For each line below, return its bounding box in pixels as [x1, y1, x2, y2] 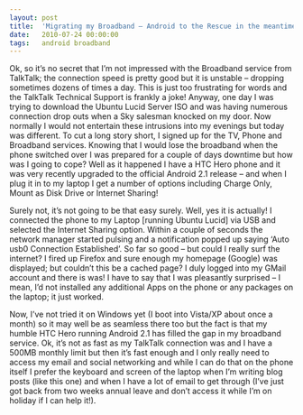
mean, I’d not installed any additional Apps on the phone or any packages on [9, 281, 294, 293]
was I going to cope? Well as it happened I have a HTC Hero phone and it [9, 159, 281, 170]
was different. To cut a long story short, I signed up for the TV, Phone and [9, 130, 282, 141]
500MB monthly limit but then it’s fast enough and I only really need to [9, 347, 270, 358]
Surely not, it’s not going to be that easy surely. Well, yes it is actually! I [9, 205, 272, 217]
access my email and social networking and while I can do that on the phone [9, 357, 294, 368]
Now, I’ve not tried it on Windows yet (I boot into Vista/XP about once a [9, 309, 273, 320]
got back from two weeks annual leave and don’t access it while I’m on [9, 385, 272, 397]
